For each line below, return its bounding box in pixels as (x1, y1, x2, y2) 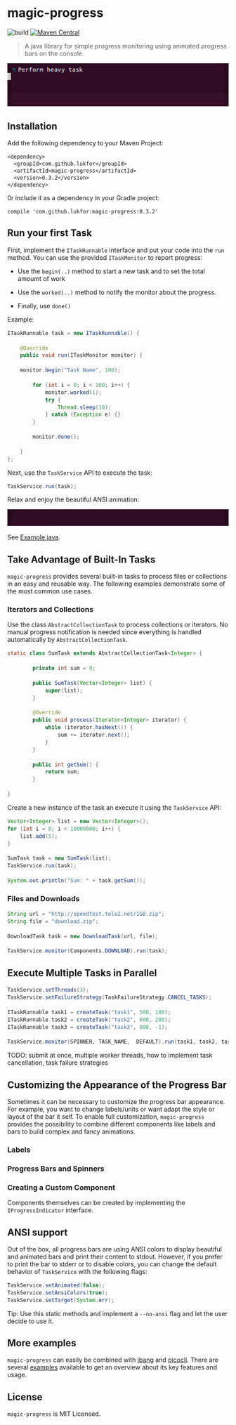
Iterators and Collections (7, 605, 93, 615)
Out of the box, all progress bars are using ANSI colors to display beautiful (7, 1245, 223, 1253)
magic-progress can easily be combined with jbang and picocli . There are (7, 1355, 219, 1364)
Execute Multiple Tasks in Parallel (7, 967, 157, 979)
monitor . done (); (32, 433, 80, 440)
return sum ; (44, 768, 80, 775)
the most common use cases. (7, 587, 93, 596)
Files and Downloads (7, 893, 80, 903)
